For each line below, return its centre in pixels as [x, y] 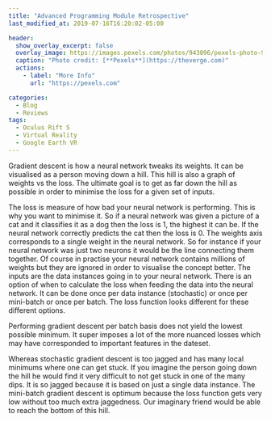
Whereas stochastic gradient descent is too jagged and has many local [126, 359]
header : [21, 38]
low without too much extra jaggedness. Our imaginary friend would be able [134, 402]
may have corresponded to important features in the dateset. [110, 343]
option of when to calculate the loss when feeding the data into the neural [131, 285]
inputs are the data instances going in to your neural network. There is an [130, 276]
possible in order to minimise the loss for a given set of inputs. [112, 192]
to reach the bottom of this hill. [59, 410]
